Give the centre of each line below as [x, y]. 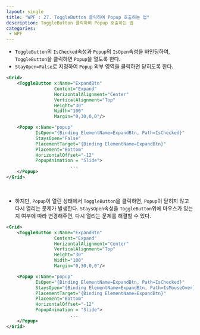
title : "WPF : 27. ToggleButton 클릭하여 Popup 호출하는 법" [78, 17]
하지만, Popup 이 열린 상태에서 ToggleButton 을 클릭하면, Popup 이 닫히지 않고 [102, 201]
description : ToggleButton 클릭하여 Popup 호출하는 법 [70, 23]
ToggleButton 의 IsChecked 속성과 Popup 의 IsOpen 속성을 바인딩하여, [93, 52]
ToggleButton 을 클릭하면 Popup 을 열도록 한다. [68, 59]
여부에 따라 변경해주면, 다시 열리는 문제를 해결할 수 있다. [86, 216]
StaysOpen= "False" [58, 138]
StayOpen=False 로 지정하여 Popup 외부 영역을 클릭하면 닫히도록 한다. [94, 67]
